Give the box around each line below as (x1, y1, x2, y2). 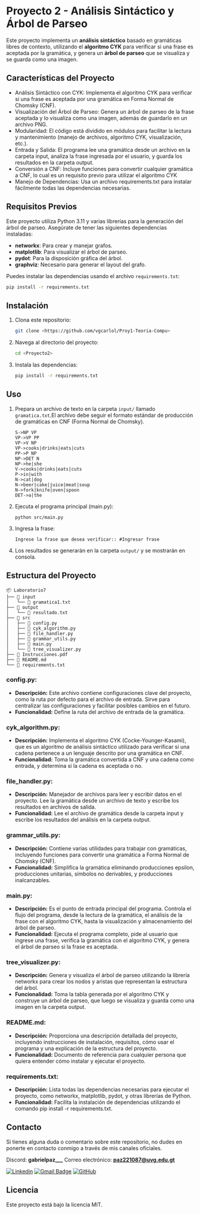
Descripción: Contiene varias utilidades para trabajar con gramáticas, (14, 844, 187, 852)
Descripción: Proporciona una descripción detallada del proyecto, (14, 1032, 178, 1039)
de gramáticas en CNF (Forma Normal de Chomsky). (14, 417, 144, 425)
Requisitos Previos (6, 202, 78, 212)
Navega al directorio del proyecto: (14, 339, 99, 346)
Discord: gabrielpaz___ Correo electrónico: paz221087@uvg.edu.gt (6, 1156, 175, 1163)
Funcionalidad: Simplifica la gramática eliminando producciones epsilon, (14, 864, 195, 871)
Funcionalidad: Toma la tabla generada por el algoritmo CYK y (14, 991, 169, 998)
